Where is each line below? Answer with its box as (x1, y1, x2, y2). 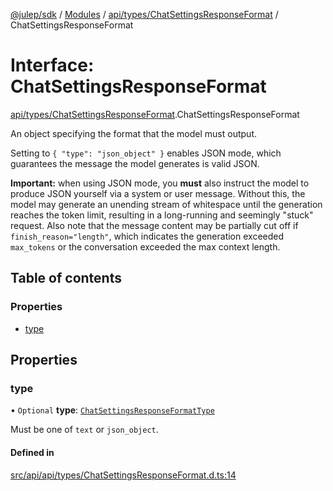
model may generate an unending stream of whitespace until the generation (10, 198, 323, 210)
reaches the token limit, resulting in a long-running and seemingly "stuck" (10, 209, 314, 221)
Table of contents (10, 270, 122, 287)
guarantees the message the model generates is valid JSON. (10, 157, 260, 169)
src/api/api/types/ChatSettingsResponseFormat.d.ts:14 (10, 469, 237, 481)
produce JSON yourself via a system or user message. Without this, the (10, 187, 306, 199)
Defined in (10, 446, 55, 458)
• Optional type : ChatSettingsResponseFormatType (10, 404, 215, 416)
